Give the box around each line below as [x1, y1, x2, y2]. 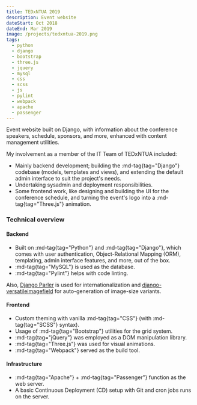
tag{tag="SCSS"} [14, 321, 58, 328]
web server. [14, 380, 44, 387]
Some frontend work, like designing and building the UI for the [14, 188, 169, 195]
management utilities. [6, 139, 59, 146]
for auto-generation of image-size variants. [54, 287, 162, 295]
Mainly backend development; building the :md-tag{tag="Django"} [14, 162, 180, 169]
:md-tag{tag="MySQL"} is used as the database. [14, 263, 135, 270]
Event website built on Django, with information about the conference [6, 126, 178, 133]
